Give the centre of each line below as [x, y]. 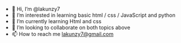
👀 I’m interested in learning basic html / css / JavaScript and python [93, 15]
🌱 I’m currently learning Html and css [56, 21]
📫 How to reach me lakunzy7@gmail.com [63, 34]
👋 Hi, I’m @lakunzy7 [36, 9]
